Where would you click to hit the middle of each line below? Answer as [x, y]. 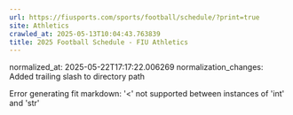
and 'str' [24, 103]
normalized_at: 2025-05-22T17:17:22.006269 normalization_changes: [136, 67]
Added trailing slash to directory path [77, 77]
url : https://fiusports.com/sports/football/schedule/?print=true [135, 17]
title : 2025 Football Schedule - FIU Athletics [99, 42]
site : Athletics [39, 26]
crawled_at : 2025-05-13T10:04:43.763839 [85, 34]
